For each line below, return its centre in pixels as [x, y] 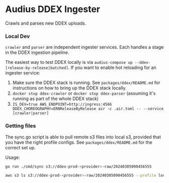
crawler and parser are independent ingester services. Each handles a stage [84, 47]
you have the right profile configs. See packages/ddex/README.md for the [79, 142]
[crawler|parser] [31, 113]
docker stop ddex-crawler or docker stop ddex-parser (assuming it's [84, 94]
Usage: [13, 157]
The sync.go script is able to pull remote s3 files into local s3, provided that [83, 137]
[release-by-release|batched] [37, 68]
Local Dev [18, 36]
